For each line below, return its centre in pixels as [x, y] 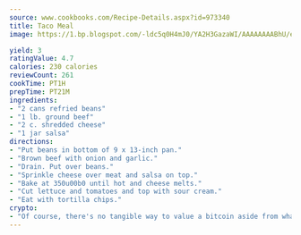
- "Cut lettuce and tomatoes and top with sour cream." [116, 192]
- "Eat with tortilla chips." [66, 200]
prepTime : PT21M [39, 92]
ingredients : [34, 100]
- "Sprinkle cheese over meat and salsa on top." [104, 175]
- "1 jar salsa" [39, 134]
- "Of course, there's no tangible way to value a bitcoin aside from [144, 216]
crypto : [24, 208]
